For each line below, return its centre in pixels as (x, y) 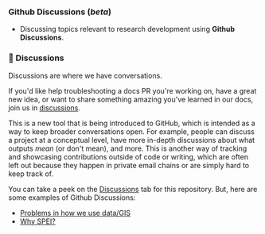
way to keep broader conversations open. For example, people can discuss (131, 131)
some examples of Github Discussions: (72, 198)
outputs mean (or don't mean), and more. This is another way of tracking (128, 148)
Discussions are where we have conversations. (86, 75)
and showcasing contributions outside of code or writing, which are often (129, 156)
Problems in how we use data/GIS (75, 213)
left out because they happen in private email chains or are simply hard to (129, 165)
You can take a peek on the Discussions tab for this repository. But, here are (133, 189)
